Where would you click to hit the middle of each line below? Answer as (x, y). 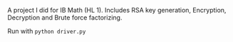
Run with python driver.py (47, 31)
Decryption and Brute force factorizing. (65, 17)
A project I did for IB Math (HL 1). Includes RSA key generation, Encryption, (117, 10)
